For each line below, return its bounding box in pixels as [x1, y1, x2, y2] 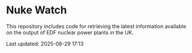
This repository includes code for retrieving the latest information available [6, 23, 187, 30]
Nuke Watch [6, 3, 68, 17]
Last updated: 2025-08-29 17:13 [6, 40, 84, 47]
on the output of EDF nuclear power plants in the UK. [6, 29, 134, 36]
